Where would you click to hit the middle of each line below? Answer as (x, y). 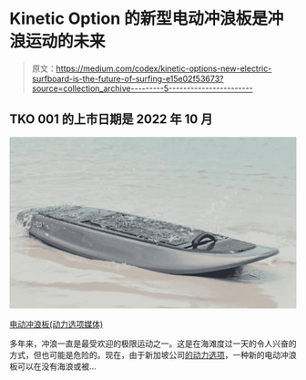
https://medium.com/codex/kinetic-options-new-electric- (164, 68)
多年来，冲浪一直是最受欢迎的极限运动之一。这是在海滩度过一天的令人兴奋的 (153, 344)
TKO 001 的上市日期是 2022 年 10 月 (111, 119)
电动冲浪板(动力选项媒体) (56, 324)
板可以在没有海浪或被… (53, 366)
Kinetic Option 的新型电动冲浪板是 (139, 19)
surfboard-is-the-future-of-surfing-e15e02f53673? (127, 78)
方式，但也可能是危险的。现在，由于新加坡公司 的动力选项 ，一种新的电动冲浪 (153, 354)
